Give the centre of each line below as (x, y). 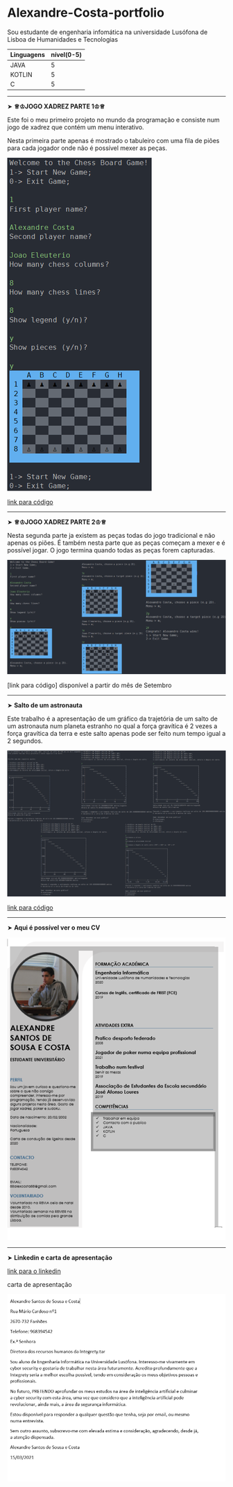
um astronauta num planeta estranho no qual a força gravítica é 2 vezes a (112, 726)
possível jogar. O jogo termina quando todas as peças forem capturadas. (111, 550)
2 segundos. (25, 741)
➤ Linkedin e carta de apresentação (60, 1258)
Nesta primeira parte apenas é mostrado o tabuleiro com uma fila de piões (113, 140)
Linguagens (27, 55)
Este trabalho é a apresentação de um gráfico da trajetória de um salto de (113, 718)
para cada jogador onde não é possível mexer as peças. (87, 148)
